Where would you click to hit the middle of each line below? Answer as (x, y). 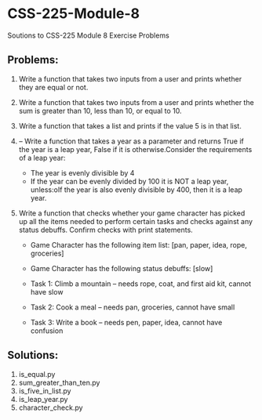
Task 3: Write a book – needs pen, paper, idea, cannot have (126, 322)
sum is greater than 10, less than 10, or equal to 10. (100, 110)
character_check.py (51, 407)
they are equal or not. (53, 87)
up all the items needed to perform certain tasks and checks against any (135, 221)
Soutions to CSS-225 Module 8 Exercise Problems (88, 35)
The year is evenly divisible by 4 (82, 172)
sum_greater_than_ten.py (59, 382)
